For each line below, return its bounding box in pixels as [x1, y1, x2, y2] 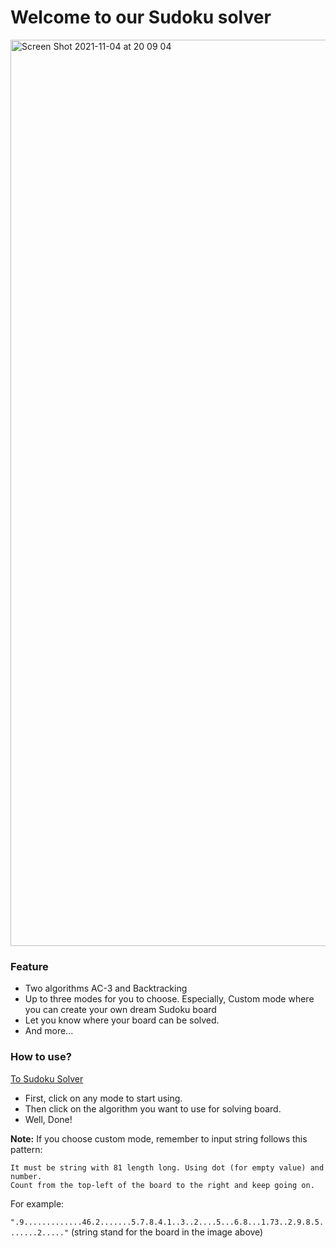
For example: [10, 1197, 65, 1210]
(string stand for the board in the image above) [71, 1226, 264, 1238]
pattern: [10, 1143, 43, 1155]
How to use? [10, 1050, 72, 1064]
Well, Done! [24, 1113, 73, 1125]
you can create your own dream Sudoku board [24, 1004, 217, 1016]
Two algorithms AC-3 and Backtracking [24, 982, 188, 995]
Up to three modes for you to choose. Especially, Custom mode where [24, 993, 315, 1005]
